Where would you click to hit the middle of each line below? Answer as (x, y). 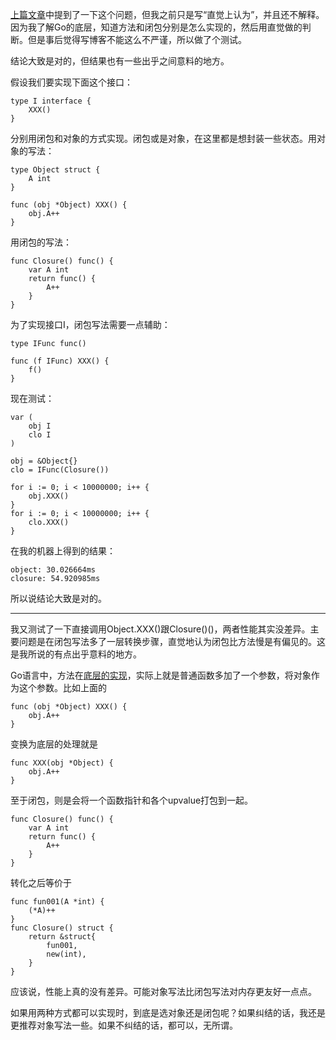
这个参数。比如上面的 (62, 687)
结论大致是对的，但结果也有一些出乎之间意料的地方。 (120, 61)
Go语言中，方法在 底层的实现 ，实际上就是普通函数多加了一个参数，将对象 (161, 675)
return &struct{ (62, 937)
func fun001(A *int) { (57, 902)
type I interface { (51, 101)
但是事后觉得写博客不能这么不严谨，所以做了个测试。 (137, 39)
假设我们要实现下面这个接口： (71, 82)
